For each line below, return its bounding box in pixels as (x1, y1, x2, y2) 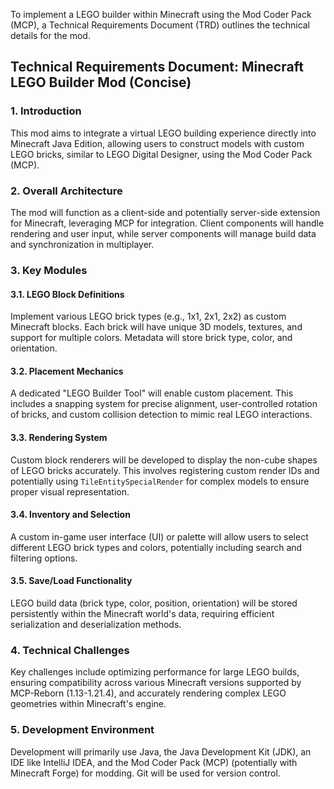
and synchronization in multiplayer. (10, 238, 155, 250)
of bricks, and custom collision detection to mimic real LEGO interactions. (10, 409, 313, 421)
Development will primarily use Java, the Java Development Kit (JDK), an (10, 745, 312, 758)
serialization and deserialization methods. (10, 618, 182, 630)
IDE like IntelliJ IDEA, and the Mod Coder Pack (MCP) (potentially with (10, 756, 298, 768)
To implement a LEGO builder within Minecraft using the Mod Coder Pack (10, 9, 312, 20)
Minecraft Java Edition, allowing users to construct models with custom (10, 137, 305, 149)
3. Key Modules (10, 263, 88, 277)
